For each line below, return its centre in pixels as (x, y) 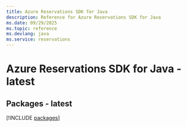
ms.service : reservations (38, 39)
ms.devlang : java (28, 34)
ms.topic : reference (32, 28)
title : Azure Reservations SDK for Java (57, 12)
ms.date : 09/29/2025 (32, 23)
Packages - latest (39, 103)
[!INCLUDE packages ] (33, 118)
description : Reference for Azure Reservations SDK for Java (84, 17)
